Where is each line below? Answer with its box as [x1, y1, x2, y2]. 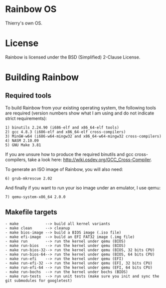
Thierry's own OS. [5, 20, 42, 26]
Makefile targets [5, 208, 57, 216]
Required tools [5, 91, 51, 100]
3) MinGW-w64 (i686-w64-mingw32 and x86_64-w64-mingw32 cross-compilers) [5, 133, 162, 138]
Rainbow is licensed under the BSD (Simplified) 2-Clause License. [5, 54, 141, 60]
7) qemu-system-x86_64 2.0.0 [5, 194, 66, 199]
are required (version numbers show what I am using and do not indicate [5, 110, 155, 116]
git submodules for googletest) [5, 278, 72, 283]
